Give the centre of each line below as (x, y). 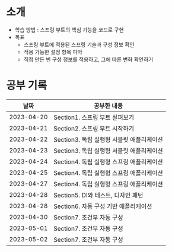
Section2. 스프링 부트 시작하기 (94, 128)
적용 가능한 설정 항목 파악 (53, 52)
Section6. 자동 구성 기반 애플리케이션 (103, 206)
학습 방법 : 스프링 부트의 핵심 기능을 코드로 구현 (69, 30)
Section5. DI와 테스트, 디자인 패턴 (98, 195)
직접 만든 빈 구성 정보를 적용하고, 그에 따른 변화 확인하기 (88, 59)
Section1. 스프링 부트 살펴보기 (94, 117)
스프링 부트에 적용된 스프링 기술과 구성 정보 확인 (79, 44)
